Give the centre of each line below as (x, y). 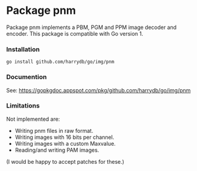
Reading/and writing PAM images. (57, 150)
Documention (27, 77)
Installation (23, 49)
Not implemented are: (33, 119)
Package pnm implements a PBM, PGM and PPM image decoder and (91, 27)
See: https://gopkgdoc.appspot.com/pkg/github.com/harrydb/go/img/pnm (98, 90)
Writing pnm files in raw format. (54, 131)
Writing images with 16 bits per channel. (64, 137)
